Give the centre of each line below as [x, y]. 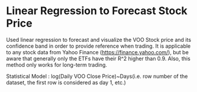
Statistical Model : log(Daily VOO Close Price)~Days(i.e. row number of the [97, 76]
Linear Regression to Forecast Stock [97, 11]
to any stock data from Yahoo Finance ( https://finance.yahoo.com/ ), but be [98, 52]
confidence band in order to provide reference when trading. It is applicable [98, 46]
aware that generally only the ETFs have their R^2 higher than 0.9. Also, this [98, 58]
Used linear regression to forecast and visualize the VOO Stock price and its [98, 40]
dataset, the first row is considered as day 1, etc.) [66, 82]
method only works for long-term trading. [57, 65]
